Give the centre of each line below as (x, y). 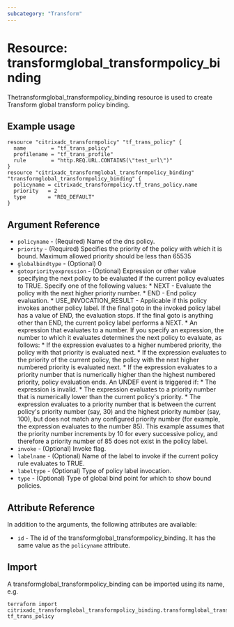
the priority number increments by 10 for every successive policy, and (117, 434)
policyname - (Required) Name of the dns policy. (86, 242)
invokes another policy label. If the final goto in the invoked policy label (119, 308)
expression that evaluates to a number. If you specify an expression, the (120, 330)
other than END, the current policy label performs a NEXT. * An (107, 323)
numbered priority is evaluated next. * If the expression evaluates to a (117, 367)
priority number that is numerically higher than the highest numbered (116, 375)
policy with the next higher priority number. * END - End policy (107, 293)
